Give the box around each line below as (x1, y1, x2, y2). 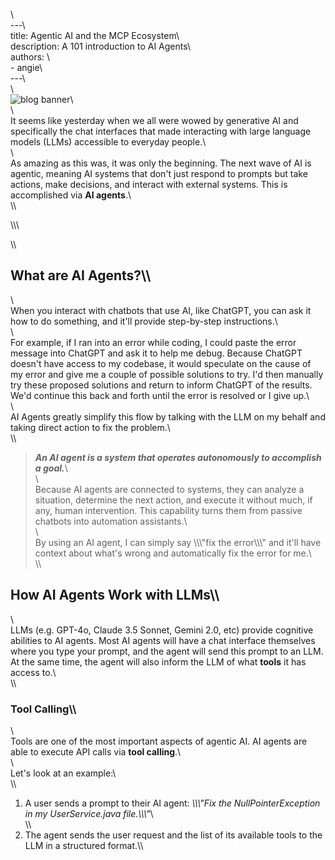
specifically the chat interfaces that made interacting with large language (10, 125, 312, 137)
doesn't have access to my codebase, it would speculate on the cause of (10, 357, 312, 369)
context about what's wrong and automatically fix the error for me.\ (34, 547, 312, 559)
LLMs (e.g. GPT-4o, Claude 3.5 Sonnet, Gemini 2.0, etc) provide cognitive (10, 624, 314, 636)
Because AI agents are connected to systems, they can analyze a (34, 483, 305, 495)
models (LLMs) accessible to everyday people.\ (10, 136, 207, 148)
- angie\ (10, 62, 43, 73)
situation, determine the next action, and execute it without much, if (34, 494, 313, 506)
